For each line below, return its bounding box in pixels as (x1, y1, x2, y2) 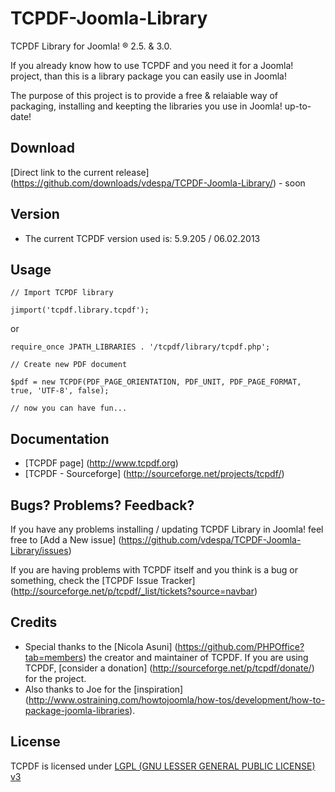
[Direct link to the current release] (10, 166, 150, 178)
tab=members (24, 651, 84, 663)
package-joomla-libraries (24, 704, 130, 716)
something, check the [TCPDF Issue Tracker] (10, 575, 196, 586)
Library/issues (10, 545, 69, 556)
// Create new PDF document (10, 360, 128, 370)
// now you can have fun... (10, 403, 128, 414)
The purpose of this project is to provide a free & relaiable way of (10, 89, 279, 101)
